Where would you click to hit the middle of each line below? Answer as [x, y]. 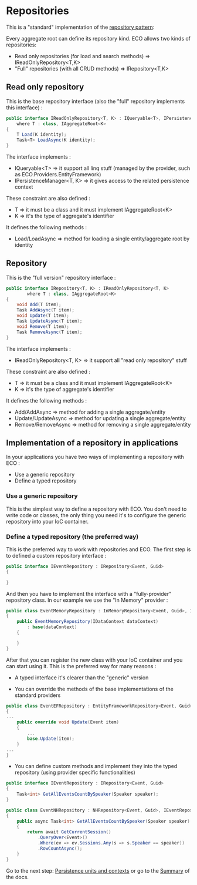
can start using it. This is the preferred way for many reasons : [81, 666]
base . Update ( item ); [51, 739]
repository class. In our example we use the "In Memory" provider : [87, 600]
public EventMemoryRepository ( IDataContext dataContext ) [88, 622]
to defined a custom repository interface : [56, 555]
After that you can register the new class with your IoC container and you [94, 660]
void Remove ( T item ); [43, 326]
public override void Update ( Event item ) [68, 722]
